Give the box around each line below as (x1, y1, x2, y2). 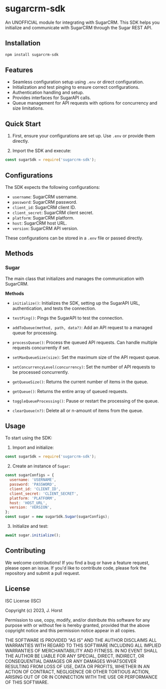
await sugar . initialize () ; (5, 533, 61, 538)
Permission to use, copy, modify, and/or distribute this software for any (5, 617, 150, 623)
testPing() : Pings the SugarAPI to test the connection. (12, 315, 124, 321)
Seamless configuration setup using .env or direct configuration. (12, 79, 144, 85)
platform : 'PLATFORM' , (9, 496, 56, 501)
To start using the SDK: (5, 435, 53, 441)
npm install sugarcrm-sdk (5, 52, 58, 57)
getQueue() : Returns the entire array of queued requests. (12, 388, 128, 394)
